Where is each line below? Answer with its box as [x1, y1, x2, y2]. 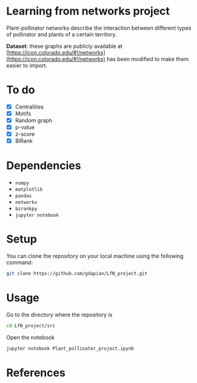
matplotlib [15, 187, 43, 193]
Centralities [15, 103, 44, 110]
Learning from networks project [6, 4, 170, 18]
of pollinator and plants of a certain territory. [6, 30, 117, 38]
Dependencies [6, 159, 81, 173]
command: [6, 259, 33, 266]
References [6, 365, 65, 379]
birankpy [15, 206, 38, 212]
